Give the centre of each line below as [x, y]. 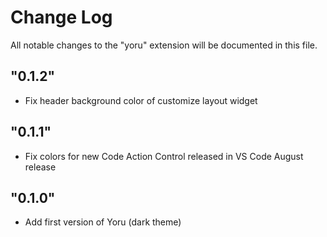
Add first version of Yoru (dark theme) [103, 222]
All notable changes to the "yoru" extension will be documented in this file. [164, 45]
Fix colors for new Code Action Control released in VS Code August [164, 156]
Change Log [61, 17]
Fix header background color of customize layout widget [141, 100]
